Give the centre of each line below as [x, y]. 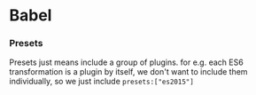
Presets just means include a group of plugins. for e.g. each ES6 [126, 62]
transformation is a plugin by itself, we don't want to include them [128, 72]
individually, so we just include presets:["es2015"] [102, 82]
